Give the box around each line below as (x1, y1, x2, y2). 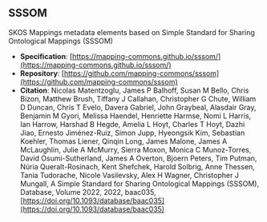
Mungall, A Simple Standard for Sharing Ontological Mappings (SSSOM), (19, 179, 259, 188)
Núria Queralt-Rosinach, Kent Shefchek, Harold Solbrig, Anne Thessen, (19, 161, 255, 171)
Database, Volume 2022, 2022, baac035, (19, 187, 156, 196)
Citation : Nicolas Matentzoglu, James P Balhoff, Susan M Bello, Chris (19, 85, 249, 95)
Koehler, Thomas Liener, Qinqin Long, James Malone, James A (19, 136, 228, 146)
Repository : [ (19, 68, 65, 78)
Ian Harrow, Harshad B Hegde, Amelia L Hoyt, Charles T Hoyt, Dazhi (19, 119, 245, 129)
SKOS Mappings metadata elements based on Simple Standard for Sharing (8, 27, 255, 37)
